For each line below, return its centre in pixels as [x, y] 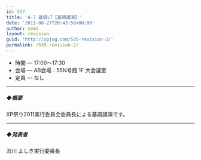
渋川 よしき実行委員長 [33, 150]
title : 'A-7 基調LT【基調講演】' [44, 17]
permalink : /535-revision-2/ [42, 45]
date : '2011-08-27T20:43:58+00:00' [51, 23]
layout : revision [28, 34]
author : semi [22, 28]
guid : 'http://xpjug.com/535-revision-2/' [60, 39]
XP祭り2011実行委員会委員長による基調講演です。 [67, 114]
